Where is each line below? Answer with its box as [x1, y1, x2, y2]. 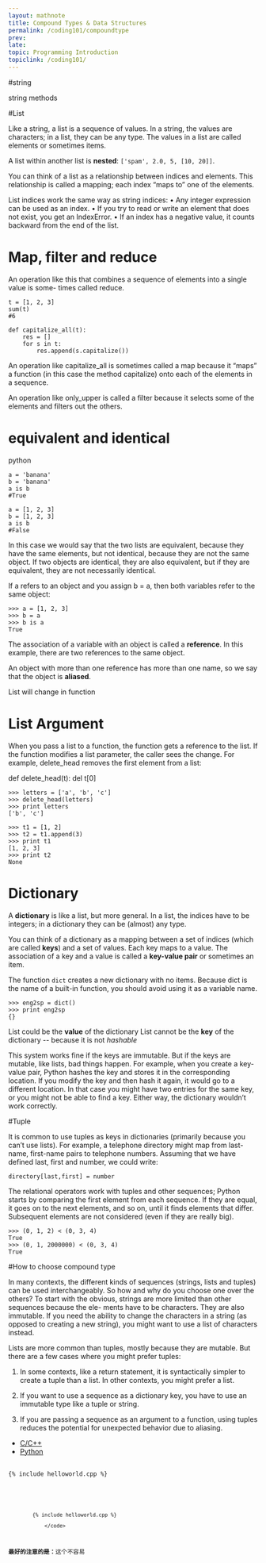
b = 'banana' [8, 478, 51, 486]
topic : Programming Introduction [8, 48, 119, 56]
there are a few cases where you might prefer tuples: [8, 1351, 181, 1361]
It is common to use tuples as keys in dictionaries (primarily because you [8, 1131, 245, 1141]
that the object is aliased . [8, 671, 91, 681]
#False [8, 526, 30, 534]
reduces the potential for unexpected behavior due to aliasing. [19, 1423, 223, 1432]
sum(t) [8, 305, 30, 313]
